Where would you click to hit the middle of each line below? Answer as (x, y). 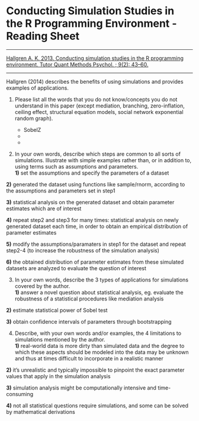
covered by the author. (42, 286)
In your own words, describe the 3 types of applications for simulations (101, 280)
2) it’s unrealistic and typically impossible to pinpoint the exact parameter (95, 370)
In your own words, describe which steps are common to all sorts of (97, 154)
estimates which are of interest (44, 208)
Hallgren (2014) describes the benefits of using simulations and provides (95, 81)
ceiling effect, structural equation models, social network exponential (99, 112)
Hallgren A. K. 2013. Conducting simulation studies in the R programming (95, 58)
